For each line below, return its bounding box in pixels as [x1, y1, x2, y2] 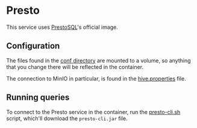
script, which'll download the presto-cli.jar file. [6, 115, 128, 122]
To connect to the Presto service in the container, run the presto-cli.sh [6, 108, 181, 115]
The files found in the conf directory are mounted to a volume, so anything [6, 56, 191, 64]
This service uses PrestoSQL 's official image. [6, 23, 119, 31]
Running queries [6, 93, 70, 103]
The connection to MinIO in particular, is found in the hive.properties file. [6, 75, 186, 82]
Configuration [6, 41, 60, 51]
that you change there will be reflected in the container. [6, 63, 143, 70]
